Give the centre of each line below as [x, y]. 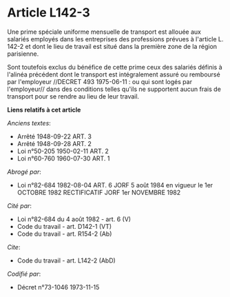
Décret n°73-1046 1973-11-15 [58, 287]
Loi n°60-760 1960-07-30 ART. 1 [63, 158]
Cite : [14, 247]
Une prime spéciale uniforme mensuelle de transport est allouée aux [104, 32]
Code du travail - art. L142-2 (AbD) [66, 260]
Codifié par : [24, 274]
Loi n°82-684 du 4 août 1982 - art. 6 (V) [74, 219]
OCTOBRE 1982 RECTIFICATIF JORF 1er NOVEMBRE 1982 [99, 192]
